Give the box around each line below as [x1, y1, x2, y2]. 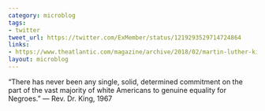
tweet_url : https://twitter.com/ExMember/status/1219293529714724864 [8, 33, 242, 42]
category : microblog [8, 11, 77, 20]
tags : [8, 19, 26, 27]
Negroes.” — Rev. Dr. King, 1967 [8, 94, 113, 103]
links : [8, 41, 30, 49]
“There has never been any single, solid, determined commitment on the [8, 76, 243, 87]
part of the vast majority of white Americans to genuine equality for [8, 85, 227, 94]
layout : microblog [8, 56, 69, 64]
